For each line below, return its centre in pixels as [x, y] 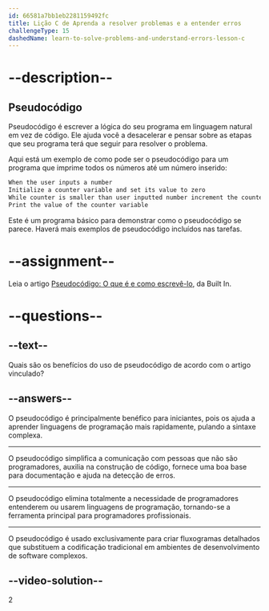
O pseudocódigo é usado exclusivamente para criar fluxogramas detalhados [134, 538]
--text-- [28, 346]
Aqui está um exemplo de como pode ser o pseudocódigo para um [118, 159]
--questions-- [55, 316]
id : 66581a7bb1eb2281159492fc [59, 16]
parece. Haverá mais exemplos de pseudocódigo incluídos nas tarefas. [125, 229]
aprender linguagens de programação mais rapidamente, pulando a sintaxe [132, 426]
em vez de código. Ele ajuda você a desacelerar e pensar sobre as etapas [130, 135]
